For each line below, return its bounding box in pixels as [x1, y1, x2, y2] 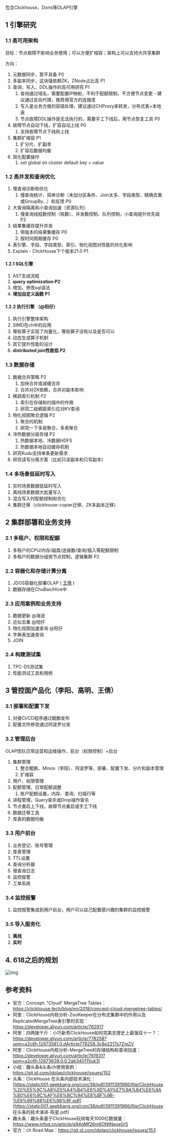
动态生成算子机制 [12, 334, 49, 341]
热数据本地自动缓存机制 [20, 444, 69, 450]
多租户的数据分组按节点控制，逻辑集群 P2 [12, 553, 100, 559]
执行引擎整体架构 [12, 316, 49, 322]
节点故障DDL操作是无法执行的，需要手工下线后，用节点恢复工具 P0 [20, 116, 160, 122]
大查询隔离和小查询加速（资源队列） [12, 205, 89, 211]
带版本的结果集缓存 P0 [20, 229, 67, 235]
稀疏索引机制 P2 [12, 393, 47, 399]
